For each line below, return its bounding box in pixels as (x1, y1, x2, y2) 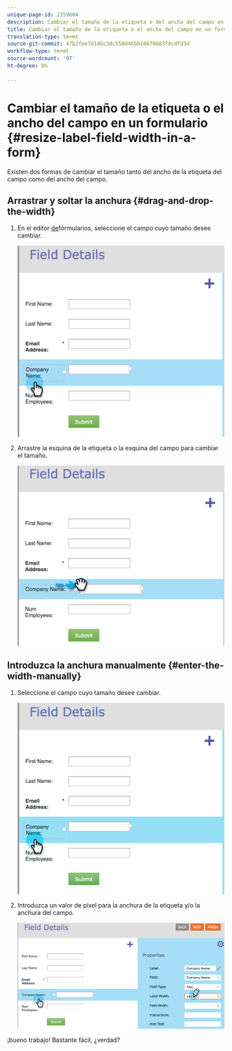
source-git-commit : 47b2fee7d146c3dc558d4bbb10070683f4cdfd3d (7, 40, 190, 48)
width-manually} (7, 670, 81, 682)
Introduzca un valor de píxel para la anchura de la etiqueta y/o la (17, 901, 200, 909)
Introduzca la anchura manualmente (7, 659, 166, 671)
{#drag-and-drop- (133, 195, 214, 206)
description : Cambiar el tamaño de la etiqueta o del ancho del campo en (7, 18, 224, 26)
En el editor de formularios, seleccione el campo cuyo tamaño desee (17, 224, 211, 232)
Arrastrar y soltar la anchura (7, 195, 132, 206)
